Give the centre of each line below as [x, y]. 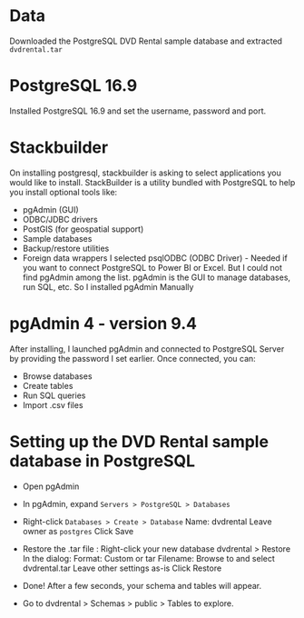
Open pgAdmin [51, 486]
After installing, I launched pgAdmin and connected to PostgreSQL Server [147, 349]
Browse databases [57, 376]
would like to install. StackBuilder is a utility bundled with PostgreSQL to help [152, 182]
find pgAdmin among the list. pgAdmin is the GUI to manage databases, [157, 277]
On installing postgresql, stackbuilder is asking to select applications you [145, 173]
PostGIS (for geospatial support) [83, 229]
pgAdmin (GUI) [50, 209]
